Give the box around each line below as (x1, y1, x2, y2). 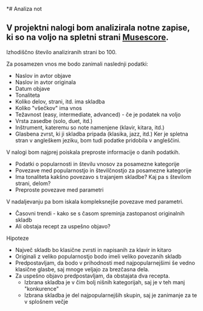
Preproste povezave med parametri (15, 186, 104, 194)
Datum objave (15, 85, 50, 92)
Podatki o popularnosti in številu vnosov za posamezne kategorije (15, 160, 180, 167)
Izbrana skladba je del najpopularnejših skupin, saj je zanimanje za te (24, 292, 198, 299)
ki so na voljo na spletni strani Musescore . (6, 32, 169, 43)
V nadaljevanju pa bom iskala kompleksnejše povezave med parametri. (6, 198, 184, 205)
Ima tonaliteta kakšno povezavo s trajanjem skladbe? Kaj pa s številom (15, 173, 191, 180)
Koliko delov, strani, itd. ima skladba (15, 97, 105, 105)
